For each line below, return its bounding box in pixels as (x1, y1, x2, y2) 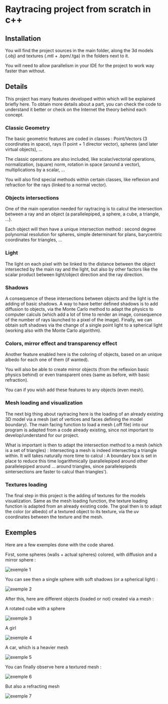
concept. (5, 111, 24, 118)
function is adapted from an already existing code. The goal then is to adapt (5, 503, 162, 509)
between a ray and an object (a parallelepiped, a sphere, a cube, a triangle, (5, 211, 160, 217)
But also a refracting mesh (5, 683, 60, 689)
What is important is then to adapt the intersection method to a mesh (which (5, 442, 162, 448)
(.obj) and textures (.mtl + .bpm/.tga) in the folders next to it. (5, 53, 129, 59)
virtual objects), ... (5, 147, 43, 153)
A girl (5, 625, 17, 631)
